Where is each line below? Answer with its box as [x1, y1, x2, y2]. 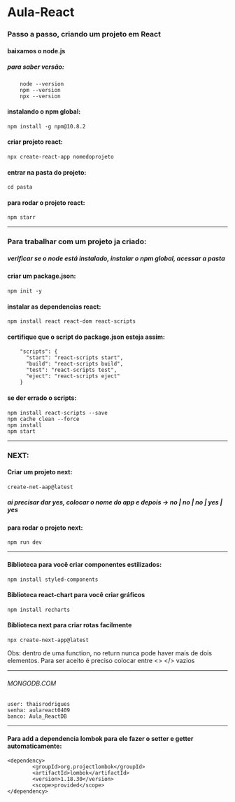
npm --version [20, 86, 61, 93]
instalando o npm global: [7, 107, 81, 116]
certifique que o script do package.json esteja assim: [7, 333, 166, 341]
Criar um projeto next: [7, 468, 73, 476]
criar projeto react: [7, 138, 63, 146]
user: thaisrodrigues [7, 701, 71, 708]
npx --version [20, 93, 61, 100]
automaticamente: [7, 742, 62, 750]
